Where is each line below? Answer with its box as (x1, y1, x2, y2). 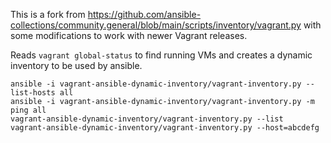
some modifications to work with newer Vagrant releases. (10, 30, 248, 41)
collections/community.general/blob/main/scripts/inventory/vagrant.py (10, 19, 302, 31)
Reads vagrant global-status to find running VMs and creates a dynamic (10, 49, 313, 61)
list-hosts (10, 88, 56, 98)
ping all (10, 105, 47, 115)
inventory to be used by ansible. (10, 60, 143, 71)
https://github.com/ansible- (87, 9, 202, 20)
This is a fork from (10, 9, 86, 20)
